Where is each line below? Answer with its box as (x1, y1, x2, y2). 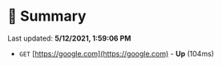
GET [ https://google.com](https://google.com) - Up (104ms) (18, 49, 214, 58)
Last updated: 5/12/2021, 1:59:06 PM (7, 33, 131, 43)
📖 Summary (7, 7, 87, 25)
